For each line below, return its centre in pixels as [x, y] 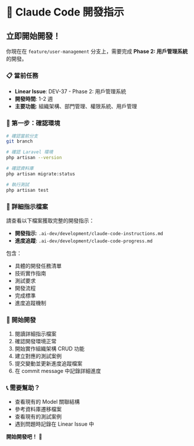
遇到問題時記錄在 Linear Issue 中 [54, 424]
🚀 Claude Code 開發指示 [65, 12]
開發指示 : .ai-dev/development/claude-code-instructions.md [89, 233]
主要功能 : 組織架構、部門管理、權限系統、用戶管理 [76, 106]
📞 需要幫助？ [23, 388]
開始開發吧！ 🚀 [24, 436]
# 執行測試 [18, 185]
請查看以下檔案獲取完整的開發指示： [50, 220]
